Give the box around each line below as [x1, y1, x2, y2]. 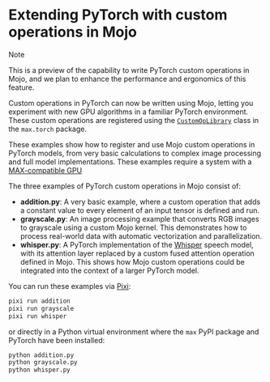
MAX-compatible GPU [8, 165, 83, 175]
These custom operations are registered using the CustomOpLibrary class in [8, 115, 259, 125]
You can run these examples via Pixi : [8, 281, 131, 291]
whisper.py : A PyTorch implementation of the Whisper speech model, [19, 240, 254, 249]
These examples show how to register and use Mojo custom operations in [8, 139, 255, 149]
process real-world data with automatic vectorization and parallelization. [19, 231, 263, 240]
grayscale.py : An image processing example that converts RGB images [19, 214, 259, 223]
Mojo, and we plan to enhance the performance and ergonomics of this [8, 74, 246, 83]
